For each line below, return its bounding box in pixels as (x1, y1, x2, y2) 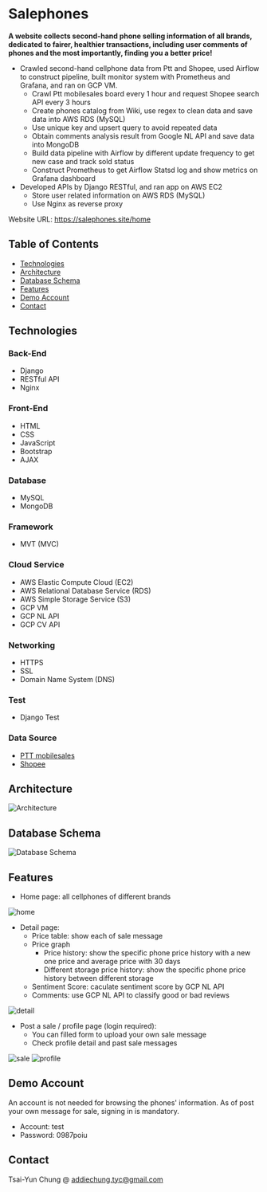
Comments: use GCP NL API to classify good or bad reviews (31, 990, 230, 1000)
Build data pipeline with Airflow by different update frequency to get (31, 148, 255, 158)
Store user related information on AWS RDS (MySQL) (31, 190, 206, 200)
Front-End (8, 403, 49, 414)
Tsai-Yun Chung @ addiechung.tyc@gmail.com (8, 1174, 163, 1184)
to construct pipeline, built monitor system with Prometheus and (19, 72, 231, 81)
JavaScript (19, 437, 56, 447)
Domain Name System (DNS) (19, 674, 116, 684)
